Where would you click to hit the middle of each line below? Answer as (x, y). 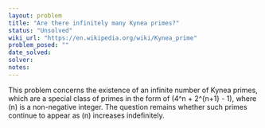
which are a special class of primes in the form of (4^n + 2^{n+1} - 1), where (132, 98)
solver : (21, 60)
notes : (19, 68)
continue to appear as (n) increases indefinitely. (86, 115)
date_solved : (30, 52)
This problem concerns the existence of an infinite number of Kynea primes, (133, 90)
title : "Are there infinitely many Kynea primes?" (94, 23)
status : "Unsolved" (41, 30)
